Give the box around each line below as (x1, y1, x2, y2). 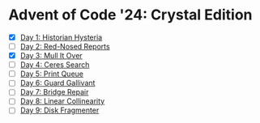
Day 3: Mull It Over (19, 51, 83, 61)
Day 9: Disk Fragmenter (19, 105, 100, 115)
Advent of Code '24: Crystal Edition (8, 6, 253, 24)
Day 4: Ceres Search (19, 60, 90, 70)
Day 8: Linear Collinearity (19, 96, 105, 106)
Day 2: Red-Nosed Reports (19, 42, 111, 51)
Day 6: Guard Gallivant (19, 78, 96, 88)
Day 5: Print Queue (19, 69, 83, 78)
